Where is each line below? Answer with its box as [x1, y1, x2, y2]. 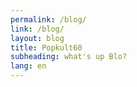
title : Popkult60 [10, 42, 83, 53]
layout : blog [10, 33, 65, 43]
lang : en [10, 61, 47, 71]
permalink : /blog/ [10, 14, 87, 25]
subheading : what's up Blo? [10, 52, 128, 62]
